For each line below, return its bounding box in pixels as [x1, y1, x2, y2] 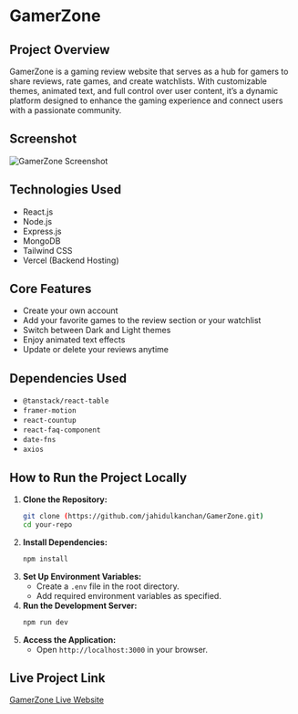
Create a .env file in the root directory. [36, 581, 180, 592]
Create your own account [22, 305, 118, 316]
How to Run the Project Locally [9, 469, 188, 485]
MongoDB [22, 235, 61, 247]
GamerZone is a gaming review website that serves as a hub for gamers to [9, 66, 289, 77]
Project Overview [9, 42, 110, 58]
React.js [22, 206, 54, 217]
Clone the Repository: [22, 494, 108, 505]
